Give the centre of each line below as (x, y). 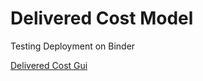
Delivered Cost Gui (49, 65)
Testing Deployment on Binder (73, 46)
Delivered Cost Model (102, 18)
